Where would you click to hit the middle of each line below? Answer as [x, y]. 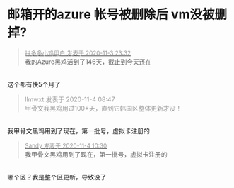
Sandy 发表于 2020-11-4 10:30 [66, 145]
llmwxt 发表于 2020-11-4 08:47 [70, 99]
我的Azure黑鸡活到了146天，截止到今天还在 [88, 62]
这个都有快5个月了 [34, 84]
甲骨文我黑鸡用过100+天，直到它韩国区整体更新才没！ [103, 108]
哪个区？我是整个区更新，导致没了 [57, 177]
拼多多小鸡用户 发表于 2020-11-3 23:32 [78, 53]
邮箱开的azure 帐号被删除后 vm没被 [111, 15]
